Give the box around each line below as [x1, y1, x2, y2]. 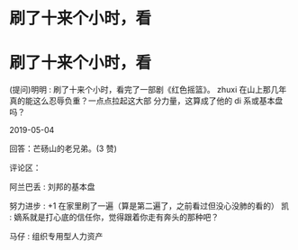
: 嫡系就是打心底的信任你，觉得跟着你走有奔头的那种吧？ [9, 212, 219, 223]
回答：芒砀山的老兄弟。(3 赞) [9, 143, 117, 154]
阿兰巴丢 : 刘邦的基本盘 [9, 182, 95, 192]
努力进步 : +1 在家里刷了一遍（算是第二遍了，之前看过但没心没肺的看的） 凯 [9, 201, 290, 211]
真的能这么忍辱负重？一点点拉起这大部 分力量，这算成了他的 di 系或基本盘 [9, 95, 284, 106]
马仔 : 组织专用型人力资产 [9, 231, 104, 242]
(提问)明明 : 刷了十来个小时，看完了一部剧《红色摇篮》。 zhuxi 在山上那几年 [9, 85, 287, 95]
